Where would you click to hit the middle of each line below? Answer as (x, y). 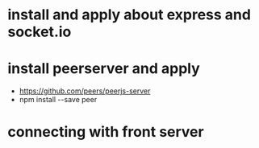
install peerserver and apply (104, 69)
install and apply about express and (129, 15)
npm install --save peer (58, 100)
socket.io (40, 32)
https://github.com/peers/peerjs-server (85, 91)
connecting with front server (106, 132)
